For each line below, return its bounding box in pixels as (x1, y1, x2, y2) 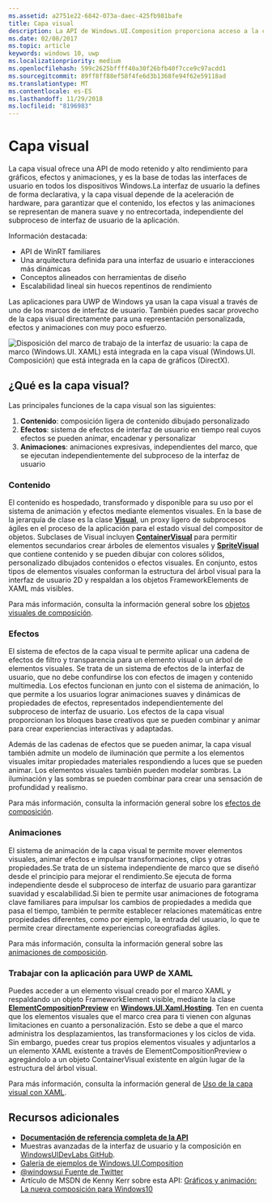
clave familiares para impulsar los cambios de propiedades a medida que (8, 897, 253, 907)
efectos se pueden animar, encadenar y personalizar (19, 433, 197, 443)
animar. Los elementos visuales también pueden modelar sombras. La (8, 766, 241, 775)
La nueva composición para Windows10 (19, 1183, 154, 1194)
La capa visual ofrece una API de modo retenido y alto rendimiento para (8, 164, 249, 174)
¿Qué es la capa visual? (8, 379, 130, 393)
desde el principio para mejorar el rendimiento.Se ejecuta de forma (8, 871, 232, 881)
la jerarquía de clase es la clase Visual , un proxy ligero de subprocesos (8, 515, 247, 525)
